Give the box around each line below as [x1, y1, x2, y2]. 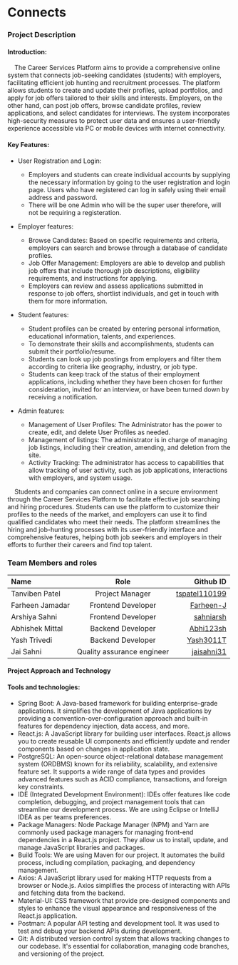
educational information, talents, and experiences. [28, 331, 176, 340]
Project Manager [95, 589, 151, 599]
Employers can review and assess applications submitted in [28, 281, 204, 290]
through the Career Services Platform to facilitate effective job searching [7, 494, 221, 504]
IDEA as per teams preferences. [17, 812, 112, 821]
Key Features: [7, 140, 50, 149]
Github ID [193, 576, 227, 586]
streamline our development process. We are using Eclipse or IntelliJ [17, 805, 219, 814]
